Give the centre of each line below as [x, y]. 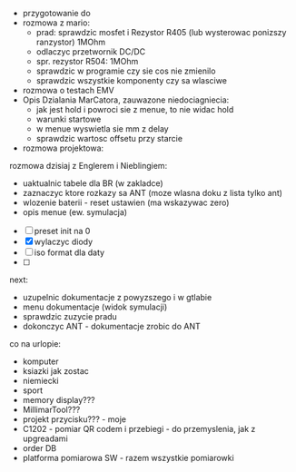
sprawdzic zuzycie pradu [70, 316]
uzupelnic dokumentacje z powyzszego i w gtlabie [117, 297]
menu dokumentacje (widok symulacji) [95, 307]
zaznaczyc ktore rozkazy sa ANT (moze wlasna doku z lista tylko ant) [153, 193]
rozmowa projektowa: [63, 148]
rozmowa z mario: [56, 23]
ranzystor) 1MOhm [71, 42]
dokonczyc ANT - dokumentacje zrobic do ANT [112, 326]
